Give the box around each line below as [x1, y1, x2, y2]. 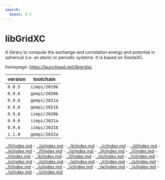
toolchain [33, 76, 56, 83]
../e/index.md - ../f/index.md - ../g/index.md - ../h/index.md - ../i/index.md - [5, 148, 158, 154]
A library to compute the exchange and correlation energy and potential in [5, 49, 155, 55]
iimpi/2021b [30, 125, 59, 131]
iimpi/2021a [30, 118, 59, 124]
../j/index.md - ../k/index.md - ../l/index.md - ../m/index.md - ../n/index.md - [5, 153, 159, 159]
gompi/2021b [30, 105, 59, 110]
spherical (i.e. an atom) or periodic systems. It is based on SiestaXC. [5, 55, 144, 61]
